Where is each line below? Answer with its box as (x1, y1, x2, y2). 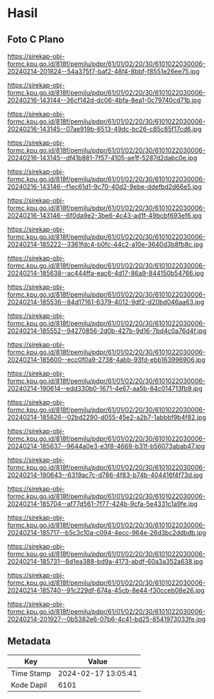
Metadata (7, 635, 51, 647)
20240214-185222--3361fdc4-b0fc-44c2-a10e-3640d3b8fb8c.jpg (7, 240, 203, 248)
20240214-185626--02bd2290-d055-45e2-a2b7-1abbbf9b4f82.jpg (7, 413, 207, 422)
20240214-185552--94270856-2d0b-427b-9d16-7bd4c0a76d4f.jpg (7, 326, 207, 335)
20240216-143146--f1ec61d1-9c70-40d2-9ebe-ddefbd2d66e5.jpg (7, 182, 202, 191)
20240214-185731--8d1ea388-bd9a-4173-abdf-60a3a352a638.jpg (7, 557, 203, 566)
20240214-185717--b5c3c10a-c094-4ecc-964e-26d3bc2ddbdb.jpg (7, 529, 207, 536)
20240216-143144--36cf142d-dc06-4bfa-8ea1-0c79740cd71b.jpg (7, 96, 201, 104)
